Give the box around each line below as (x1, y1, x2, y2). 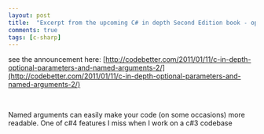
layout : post (8, 11, 51, 20)
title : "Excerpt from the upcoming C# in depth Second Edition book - (8, 19, 247, 27)
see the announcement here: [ (8, 55, 106, 64)
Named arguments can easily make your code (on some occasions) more (8, 110, 245, 120)
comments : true (8, 26, 58, 34)
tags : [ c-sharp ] (8, 33, 61, 42)
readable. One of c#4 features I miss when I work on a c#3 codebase (8, 118, 233, 128)
